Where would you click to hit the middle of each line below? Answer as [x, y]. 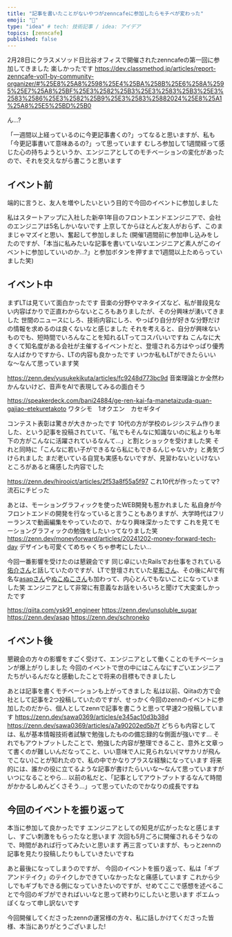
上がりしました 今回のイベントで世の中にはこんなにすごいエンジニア [123, 667]
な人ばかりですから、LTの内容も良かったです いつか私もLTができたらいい [112, 355]
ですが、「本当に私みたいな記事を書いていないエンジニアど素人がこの [117, 243]
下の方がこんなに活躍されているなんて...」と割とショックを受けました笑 [109, 440]
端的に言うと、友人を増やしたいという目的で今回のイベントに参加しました [113, 202]
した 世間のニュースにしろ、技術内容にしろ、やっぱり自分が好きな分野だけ [114, 320]
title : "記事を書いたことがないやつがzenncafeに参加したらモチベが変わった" [105, 14]
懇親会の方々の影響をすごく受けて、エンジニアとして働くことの [98, 659]
